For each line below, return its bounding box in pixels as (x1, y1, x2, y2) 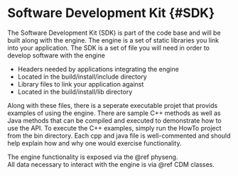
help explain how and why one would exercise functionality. (7, 138, 182, 147)
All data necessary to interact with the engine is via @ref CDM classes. (7, 160, 215, 168)
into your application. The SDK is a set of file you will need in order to (7, 43, 210, 52)
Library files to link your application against (17, 79, 144, 88)
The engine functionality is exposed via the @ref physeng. (7, 153, 178, 161)
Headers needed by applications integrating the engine (17, 65, 179, 73)
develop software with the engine (7, 51, 105, 60)
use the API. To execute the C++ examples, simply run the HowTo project (7, 123, 222, 132)
